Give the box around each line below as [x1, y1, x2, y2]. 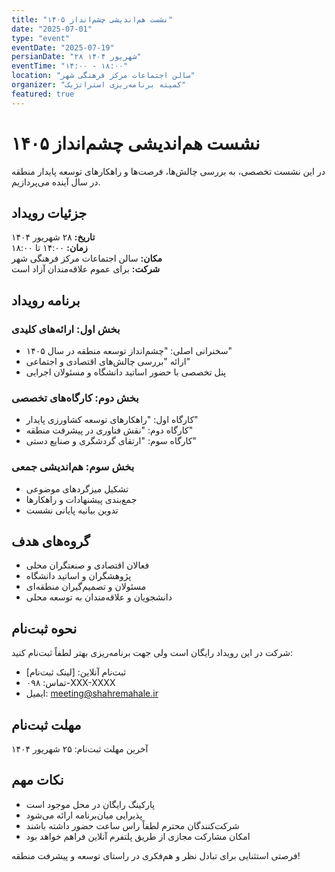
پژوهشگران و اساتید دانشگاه [25, 570, 132, 582]
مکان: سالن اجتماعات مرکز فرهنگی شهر [11, 252, 163, 265]
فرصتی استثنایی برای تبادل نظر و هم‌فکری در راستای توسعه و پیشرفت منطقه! [11, 849, 301, 861]
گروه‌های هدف [11, 533, 91, 550]
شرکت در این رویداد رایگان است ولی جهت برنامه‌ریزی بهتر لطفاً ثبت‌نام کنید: [11, 647, 293, 659]
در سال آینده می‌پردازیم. [11, 176, 101, 188]
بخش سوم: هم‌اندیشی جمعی [11, 460, 135, 474]
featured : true [11, 89, 75, 99]
